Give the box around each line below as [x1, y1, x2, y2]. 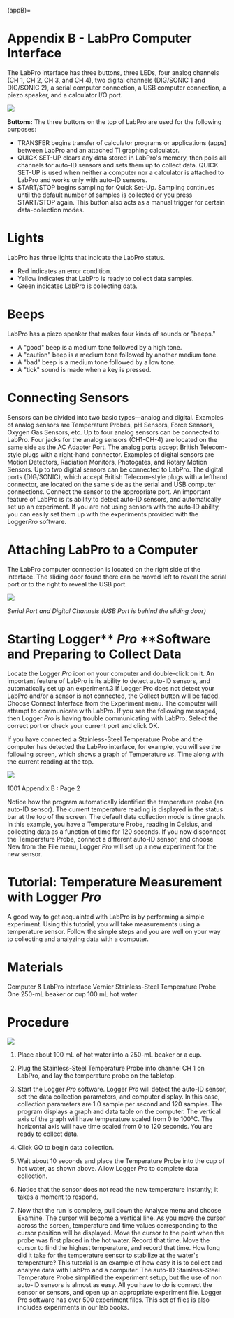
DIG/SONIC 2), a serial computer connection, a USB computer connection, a [7, 83, 226, 92]
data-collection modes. [17, 205, 85, 214]
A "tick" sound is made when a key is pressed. [17, 365, 152, 373]
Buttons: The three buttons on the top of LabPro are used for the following [7, 117, 222, 125]
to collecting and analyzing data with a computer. [7, 935, 149, 943]
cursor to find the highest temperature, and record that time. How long [17, 1244, 220, 1252]
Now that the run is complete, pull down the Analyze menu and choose [17, 1207, 221, 1215]
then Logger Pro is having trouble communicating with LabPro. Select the [7, 714, 218, 722]
